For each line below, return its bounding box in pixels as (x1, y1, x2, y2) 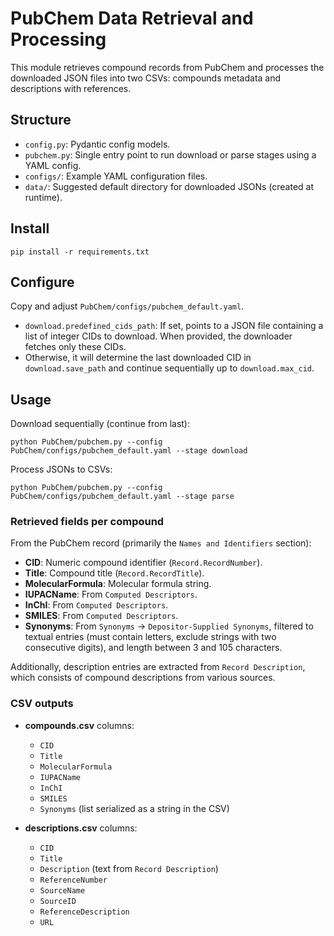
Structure (10, 112, 72, 129)
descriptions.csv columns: (24, 822, 138, 834)
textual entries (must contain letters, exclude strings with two (24, 631, 277, 643)
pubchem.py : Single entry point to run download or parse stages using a (24, 148, 317, 161)
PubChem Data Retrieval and (10, 7, 254, 30)
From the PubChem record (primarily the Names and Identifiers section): (10, 537, 312, 549)
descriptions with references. (10, 82, 132, 94)
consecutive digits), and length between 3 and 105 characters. (24, 642, 283, 654)
